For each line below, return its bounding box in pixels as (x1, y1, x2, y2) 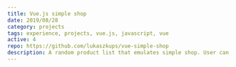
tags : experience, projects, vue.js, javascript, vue (7, 29, 170, 37)
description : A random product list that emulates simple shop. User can (7, 50, 230, 57)
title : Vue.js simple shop (7, 10, 87, 17)
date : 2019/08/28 (7, 17, 59, 24)
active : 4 (7, 36, 37, 43)
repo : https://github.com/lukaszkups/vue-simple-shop (7, 43, 170, 50)
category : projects (7, 23, 65, 30)
